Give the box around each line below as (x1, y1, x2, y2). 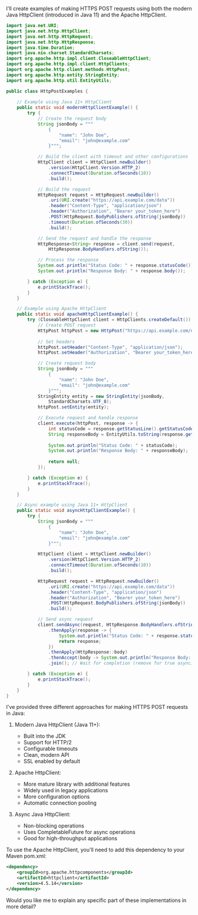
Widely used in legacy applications (23, 787, 108, 794)
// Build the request (37, 186, 91, 192)
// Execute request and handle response (37, 415, 138, 421)
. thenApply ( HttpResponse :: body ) (48, 649, 128, 655)
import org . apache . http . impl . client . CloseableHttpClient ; (6, 55, 151, 61)
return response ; (58, 638, 101, 644)
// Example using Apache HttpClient (16, 306, 107, 312)
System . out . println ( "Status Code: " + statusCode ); (48, 442, 178, 448)
